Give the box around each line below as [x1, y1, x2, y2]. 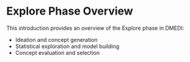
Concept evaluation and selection [15, 49, 100, 56]
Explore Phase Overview [6, 4, 133, 18]
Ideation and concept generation [15, 36, 98, 43]
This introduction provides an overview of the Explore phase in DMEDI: [6, 24, 185, 32]
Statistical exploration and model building [15, 43, 120, 50]
